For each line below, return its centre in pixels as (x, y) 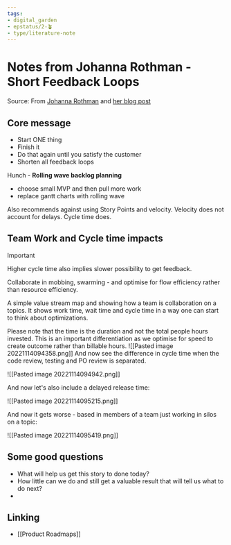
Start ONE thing (39, 140)
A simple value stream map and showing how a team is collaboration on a (112, 303)
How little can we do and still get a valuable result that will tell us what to (120, 481)
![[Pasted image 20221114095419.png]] (63, 435)
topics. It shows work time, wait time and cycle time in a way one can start (113, 310)
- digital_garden (32, 20)
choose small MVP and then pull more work (79, 189)
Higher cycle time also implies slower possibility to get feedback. (100, 268)
